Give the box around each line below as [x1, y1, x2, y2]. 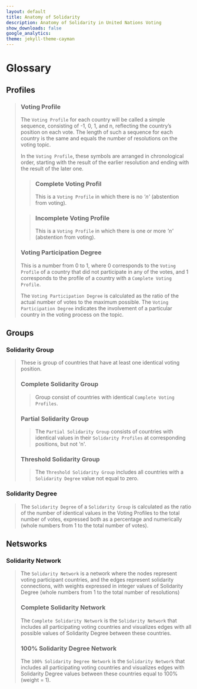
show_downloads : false [6, 25, 62, 31]
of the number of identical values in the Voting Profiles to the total [20, 509, 181, 516]
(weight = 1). [20, 676, 51, 683]
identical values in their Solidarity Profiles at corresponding [35, 434, 186, 441]
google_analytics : [6, 31, 51, 37]
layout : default [6, 8, 46, 15]
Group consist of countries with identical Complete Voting [35, 393, 175, 401]
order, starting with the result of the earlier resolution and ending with [20, 159, 189, 166]
